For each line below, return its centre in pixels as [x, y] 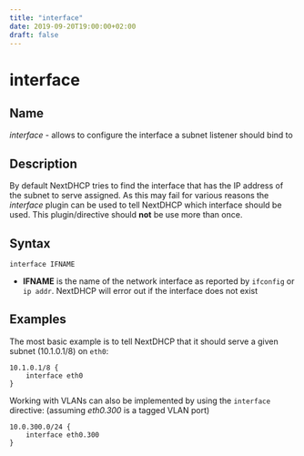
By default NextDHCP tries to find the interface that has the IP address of [147, 186]
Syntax [30, 243]
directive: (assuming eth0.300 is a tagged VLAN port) [110, 410]
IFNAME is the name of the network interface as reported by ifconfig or [158, 281]
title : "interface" [46, 18]
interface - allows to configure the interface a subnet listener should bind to [151, 135]
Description [43, 163]
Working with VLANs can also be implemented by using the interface [140, 400]
